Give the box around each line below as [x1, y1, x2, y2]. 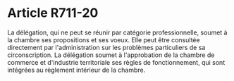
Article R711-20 [7, 5, 99, 21]
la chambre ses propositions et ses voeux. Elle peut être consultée [7, 35, 200, 44]
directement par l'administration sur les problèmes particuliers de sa [7, 43, 206, 51]
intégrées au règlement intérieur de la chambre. [7, 66, 146, 74]
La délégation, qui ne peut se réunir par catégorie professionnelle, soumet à [7, 28, 228, 37]
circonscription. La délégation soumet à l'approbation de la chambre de [7, 51, 215, 59]
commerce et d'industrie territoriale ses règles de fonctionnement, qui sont [7, 58, 226, 66]
